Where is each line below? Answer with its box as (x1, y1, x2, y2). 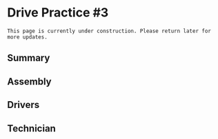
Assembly (7, 76, 52, 87)
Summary (7, 52, 50, 64)
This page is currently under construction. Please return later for (7, 28, 212, 34)
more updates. (7, 33, 48, 41)
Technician (7, 122, 57, 134)
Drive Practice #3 (7, 5, 109, 21)
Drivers (7, 99, 40, 111)
